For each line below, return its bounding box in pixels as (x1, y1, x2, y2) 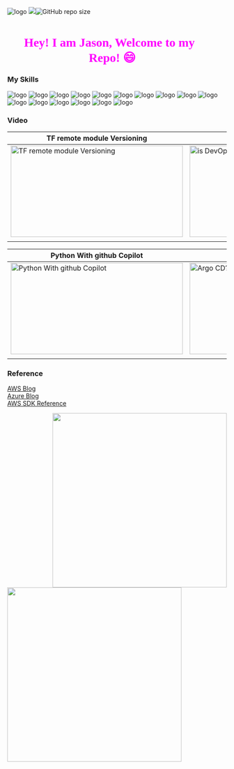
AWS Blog (7, 384, 36, 393)
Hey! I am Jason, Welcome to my (24, 36, 195, 50)
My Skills (7, 75, 39, 84)
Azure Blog (7, 392, 40, 400)
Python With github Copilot (50, 251, 143, 261)
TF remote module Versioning (46, 133, 148, 143)
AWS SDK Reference (7, 399, 67, 408)
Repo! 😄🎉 (88, 51, 146, 66)
